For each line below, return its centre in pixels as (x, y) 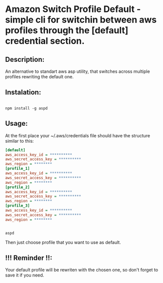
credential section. (45, 41)
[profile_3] (17, 206)
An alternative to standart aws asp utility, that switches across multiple (78, 71)
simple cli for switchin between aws (81, 20)
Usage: (17, 124)
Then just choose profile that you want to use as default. (63, 242)
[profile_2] (17, 187)
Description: (25, 59)
